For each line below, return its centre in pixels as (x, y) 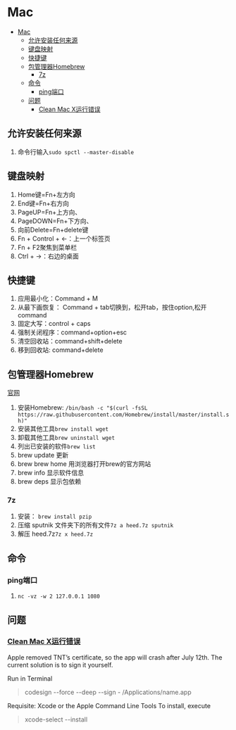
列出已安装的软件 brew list (57, 446)
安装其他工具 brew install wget (63, 429)
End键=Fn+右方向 (43, 203)
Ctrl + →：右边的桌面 (48, 256)
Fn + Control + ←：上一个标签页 (64, 238)
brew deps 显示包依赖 (49, 482)
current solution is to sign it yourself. (60, 665)
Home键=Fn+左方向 (46, 194)
